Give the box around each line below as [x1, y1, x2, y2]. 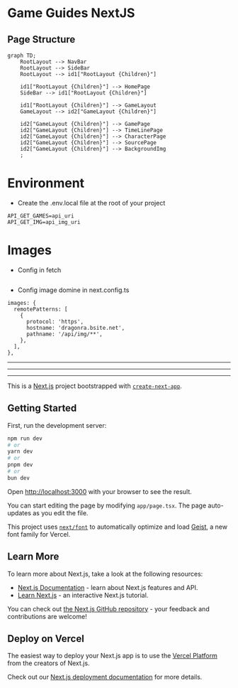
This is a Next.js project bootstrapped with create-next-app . [7, 382, 183, 390]
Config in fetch [17, 265, 62, 274]
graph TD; [7, 52, 37, 59]
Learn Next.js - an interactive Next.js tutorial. [17, 591, 149, 599]
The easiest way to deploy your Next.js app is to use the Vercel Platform [7, 652, 218, 660]
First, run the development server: [7, 421, 107, 429]
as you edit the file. [33, 508, 89, 517]
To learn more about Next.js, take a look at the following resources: [7, 569, 203, 578]
